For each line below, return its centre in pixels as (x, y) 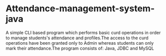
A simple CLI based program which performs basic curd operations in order (83, 32)
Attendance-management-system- (80, 9)
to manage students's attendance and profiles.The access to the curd (77, 38)
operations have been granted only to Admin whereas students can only (80, 43)
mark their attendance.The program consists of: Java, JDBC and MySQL (80, 48)
